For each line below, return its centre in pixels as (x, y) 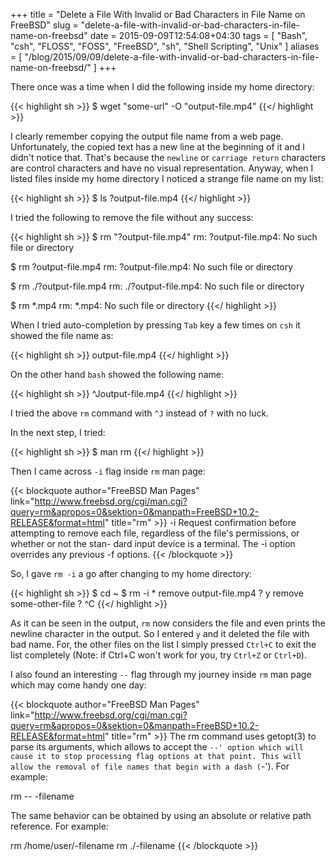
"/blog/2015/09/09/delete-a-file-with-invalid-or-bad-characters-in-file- (172, 57)
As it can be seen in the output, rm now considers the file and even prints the (168, 623)
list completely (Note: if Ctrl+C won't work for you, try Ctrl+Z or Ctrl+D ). (158, 655)
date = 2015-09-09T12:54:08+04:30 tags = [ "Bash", (198, 35)
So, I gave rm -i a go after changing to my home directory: (131, 573)
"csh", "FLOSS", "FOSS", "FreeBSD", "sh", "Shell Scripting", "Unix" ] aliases (165, 46)
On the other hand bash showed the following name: (117, 374)
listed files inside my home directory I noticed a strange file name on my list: (167, 178)
